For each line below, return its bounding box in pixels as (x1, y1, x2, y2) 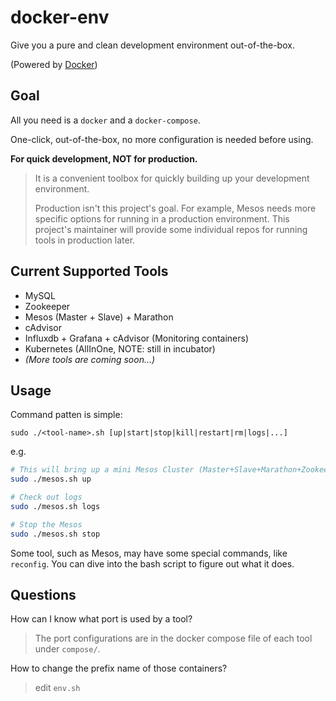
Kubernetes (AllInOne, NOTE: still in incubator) (24, 342, 216, 355)
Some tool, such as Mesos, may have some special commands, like (10, 547, 288, 559)
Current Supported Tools (10, 263, 169, 280)
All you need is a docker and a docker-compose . (10, 114, 201, 126)
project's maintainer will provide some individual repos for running (34, 223, 308, 235)
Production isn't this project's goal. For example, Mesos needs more (34, 202, 317, 214)
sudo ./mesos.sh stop (10, 529, 101, 539)
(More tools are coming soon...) (24, 353, 156, 365)
